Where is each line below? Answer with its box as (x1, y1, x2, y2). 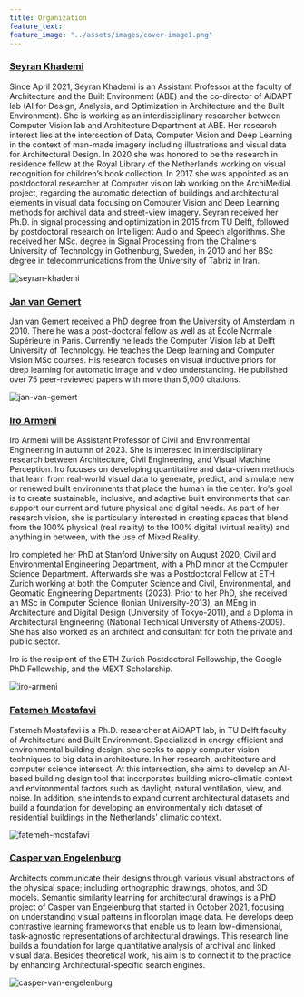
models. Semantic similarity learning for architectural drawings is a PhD (9, 891, 277, 902)
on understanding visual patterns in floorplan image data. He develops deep (9, 911, 294, 921)
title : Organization (9, 13, 88, 23)
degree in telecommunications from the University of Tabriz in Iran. (9, 255, 260, 266)
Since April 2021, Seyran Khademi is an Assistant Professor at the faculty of (9, 81, 292, 92)
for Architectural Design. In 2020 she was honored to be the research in (9, 148, 279, 159)
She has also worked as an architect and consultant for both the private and (9, 627, 293, 638)
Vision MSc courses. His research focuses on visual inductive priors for (9, 354, 277, 365)
